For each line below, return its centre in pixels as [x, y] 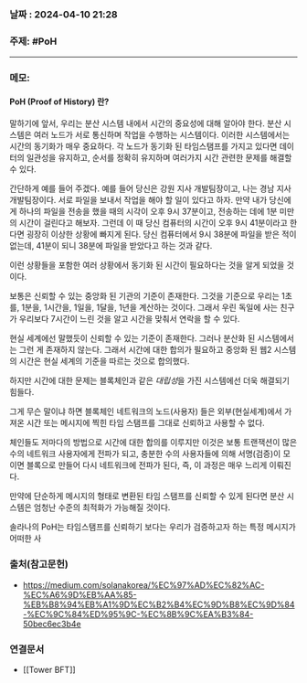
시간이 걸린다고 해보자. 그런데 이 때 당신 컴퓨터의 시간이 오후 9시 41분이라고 [153, 223]
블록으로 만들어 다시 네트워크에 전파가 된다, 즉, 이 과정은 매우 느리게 [147, 465]
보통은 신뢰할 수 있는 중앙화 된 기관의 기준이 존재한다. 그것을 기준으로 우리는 [145, 296]
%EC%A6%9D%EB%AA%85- [79, 594]
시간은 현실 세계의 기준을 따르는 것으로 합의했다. [104, 361]
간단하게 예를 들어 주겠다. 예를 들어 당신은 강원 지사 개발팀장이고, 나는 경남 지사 [151, 188]
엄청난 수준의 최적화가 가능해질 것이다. [102, 507]
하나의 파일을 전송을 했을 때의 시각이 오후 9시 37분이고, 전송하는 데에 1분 [148, 211]
